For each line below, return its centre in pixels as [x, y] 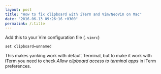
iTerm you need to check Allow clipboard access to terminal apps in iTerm [80, 61]
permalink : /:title [25, 23]
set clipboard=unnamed [28, 47]
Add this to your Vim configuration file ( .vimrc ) [52, 37]
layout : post [18, 10]
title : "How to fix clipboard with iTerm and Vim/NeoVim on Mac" [73, 14]
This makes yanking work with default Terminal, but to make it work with [78, 56]
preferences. [18, 66]
